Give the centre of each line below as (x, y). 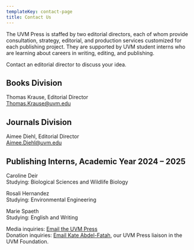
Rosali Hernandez (28, 193)
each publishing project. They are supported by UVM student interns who (96, 47)
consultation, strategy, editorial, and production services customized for (94, 40)
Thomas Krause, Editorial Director (47, 97)
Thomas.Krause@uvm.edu (38, 104)
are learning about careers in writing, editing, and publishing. (80, 53)
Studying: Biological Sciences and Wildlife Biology (67, 182)
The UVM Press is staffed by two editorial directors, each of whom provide (97, 34)
